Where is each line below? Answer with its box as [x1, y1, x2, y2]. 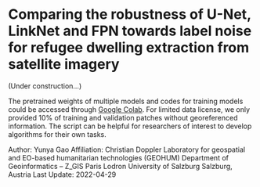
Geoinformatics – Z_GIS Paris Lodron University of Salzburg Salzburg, [8, 161, 233, 171]
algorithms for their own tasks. [8, 129, 107, 138]
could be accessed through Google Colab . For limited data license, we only [8, 104, 251, 114]
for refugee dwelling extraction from [8, 39, 250, 56]
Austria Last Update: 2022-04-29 [8, 170, 117, 179]
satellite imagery [8, 56, 120, 74]
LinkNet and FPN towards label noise [8, 22, 252, 40]
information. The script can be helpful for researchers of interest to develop [8, 121, 252, 131]
